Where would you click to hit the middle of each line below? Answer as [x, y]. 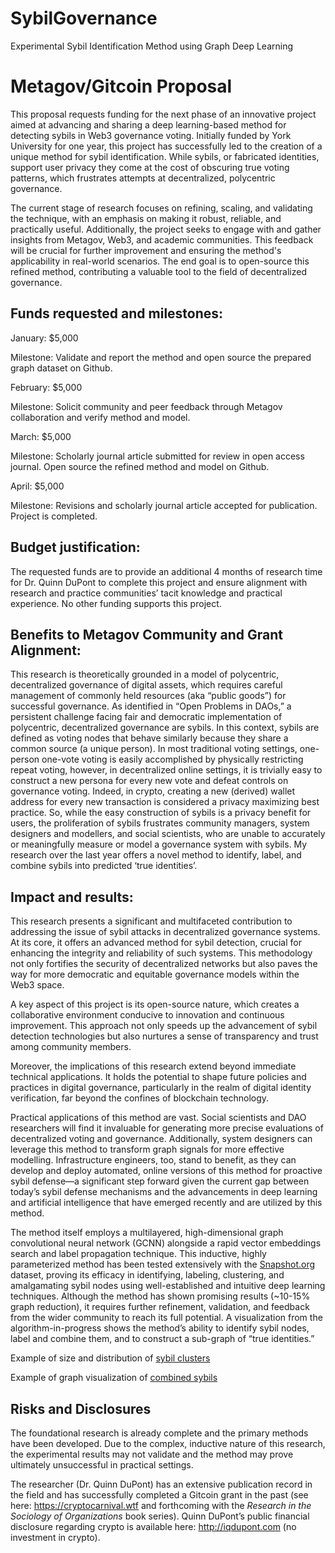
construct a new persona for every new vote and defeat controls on [149, 781]
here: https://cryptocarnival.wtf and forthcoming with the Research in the [161, 1505]
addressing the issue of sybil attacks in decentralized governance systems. [165, 932]
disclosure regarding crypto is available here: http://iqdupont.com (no [153, 1526]
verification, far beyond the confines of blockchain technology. [140, 1098]
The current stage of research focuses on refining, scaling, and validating [161, 208]
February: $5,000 [46, 387]
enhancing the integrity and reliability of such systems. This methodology [161, 953]
